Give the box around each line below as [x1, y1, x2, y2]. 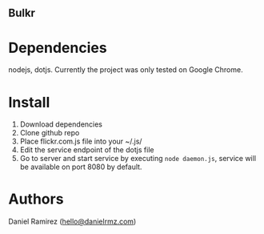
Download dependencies [19, 119, 102, 129]
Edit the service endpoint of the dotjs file [19, 145, 154, 155]
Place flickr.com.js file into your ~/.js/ [19, 136, 142, 147]
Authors [8, 190, 64, 208]
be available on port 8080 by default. [19, 162, 142, 171]
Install [8, 93, 50, 111]
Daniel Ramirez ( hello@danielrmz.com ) [8, 216, 137, 227]
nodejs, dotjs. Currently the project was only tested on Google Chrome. [8, 65, 243, 75]
